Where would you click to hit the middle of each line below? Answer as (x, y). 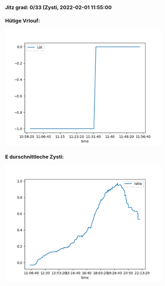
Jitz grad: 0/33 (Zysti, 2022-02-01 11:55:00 (59, 7)
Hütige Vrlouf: (23, 20)
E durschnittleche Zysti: (35, 157)
